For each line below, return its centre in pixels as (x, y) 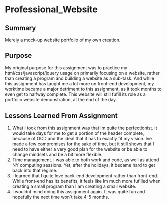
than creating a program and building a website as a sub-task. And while (80, 78)
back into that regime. (35, 170)
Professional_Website (52, 9)
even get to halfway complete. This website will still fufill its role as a (75, 94)
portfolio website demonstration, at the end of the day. (61, 99)
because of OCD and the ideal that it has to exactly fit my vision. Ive (82, 138)
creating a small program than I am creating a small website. (74, 186)
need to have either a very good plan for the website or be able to (80, 149)
